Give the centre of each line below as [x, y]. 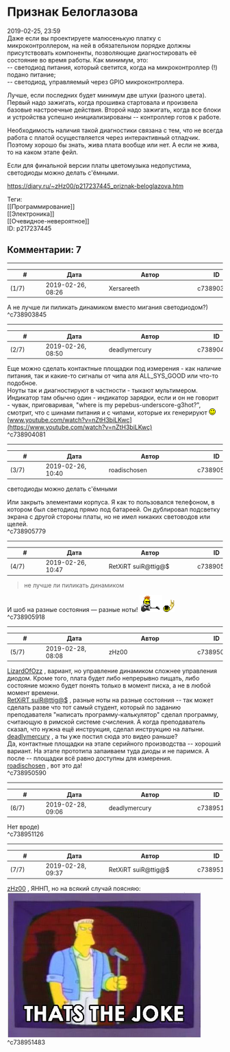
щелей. [18, 524]
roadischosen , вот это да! [45, 766]
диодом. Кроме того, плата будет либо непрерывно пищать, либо [103, 678]
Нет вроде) [23, 827]
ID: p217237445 [29, 228]
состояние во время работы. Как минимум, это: [78, 60]
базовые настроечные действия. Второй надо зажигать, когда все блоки [114, 110]
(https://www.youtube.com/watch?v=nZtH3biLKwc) [80, 427]
